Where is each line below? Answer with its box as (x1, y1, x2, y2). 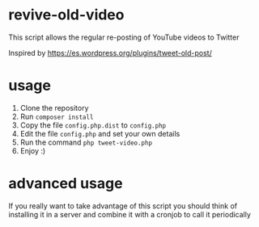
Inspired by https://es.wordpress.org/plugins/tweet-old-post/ (8, 48, 212, 57)
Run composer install (19, 111, 94, 121)
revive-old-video (8, 6, 125, 24)
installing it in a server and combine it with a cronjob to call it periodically (8, 209, 251, 219)
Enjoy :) (19, 145, 46, 155)
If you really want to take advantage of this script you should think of (8, 200, 237, 211)
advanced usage (8, 174, 123, 193)
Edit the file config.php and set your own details (19, 128, 180, 138)
